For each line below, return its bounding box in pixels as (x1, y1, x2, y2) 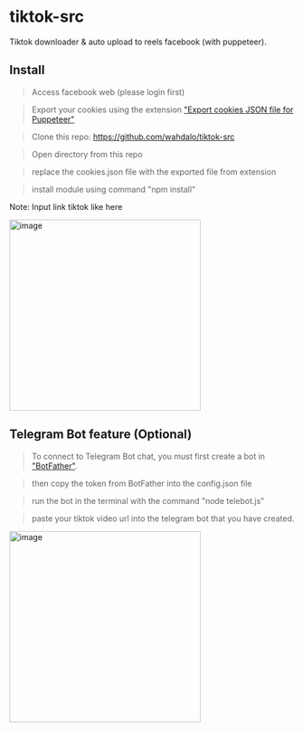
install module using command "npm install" (31, 184, 196, 195)
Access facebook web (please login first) (31, 86, 185, 97)
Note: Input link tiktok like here (9, 201, 123, 212)
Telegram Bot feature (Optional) (9, 427, 193, 442)
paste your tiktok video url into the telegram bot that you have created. (31, 513, 295, 524)
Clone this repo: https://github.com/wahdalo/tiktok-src (31, 131, 235, 142)
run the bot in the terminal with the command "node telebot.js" (31, 495, 265, 506)
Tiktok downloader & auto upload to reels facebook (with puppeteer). (9, 36, 267, 47)
